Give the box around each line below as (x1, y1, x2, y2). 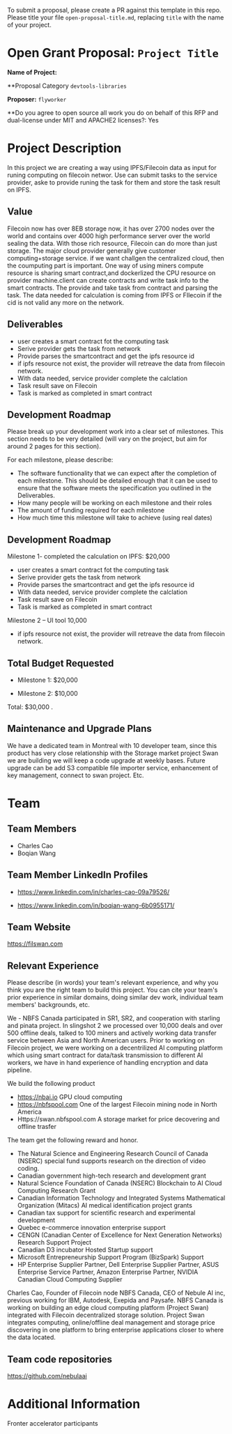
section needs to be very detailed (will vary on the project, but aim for (7, 435, 208, 443)
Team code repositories (7, 1353, 113, 1365)
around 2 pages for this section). (7, 442, 101, 451)
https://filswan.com (7, 940, 63, 948)
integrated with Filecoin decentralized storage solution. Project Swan (7, 1311, 205, 1319)
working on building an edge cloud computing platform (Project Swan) (7, 1304, 209, 1312)
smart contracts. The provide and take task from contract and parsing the (7, 283, 218, 292)
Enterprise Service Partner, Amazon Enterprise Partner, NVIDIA (17, 1268, 199, 1277)
